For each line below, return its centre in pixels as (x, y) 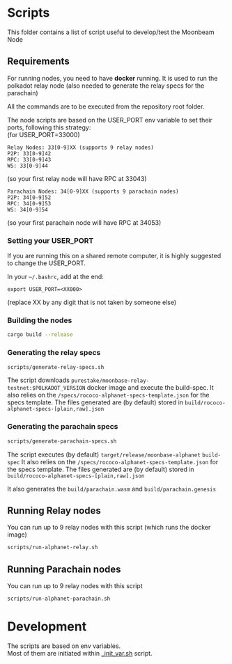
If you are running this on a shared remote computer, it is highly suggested (114, 256)
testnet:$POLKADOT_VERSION (46, 388)
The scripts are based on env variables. (64, 646)
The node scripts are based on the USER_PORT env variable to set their (110, 120)
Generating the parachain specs (63, 427)
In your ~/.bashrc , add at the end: (56, 277)
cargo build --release (40, 335)
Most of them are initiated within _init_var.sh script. (80, 653)
